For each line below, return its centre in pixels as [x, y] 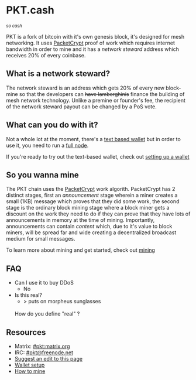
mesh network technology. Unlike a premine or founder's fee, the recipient [96, 100]
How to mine [30, 371]
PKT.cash [30, 10]
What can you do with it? [52, 125]
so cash [14, 26]
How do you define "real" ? [47, 314]
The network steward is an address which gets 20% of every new [85, 88]
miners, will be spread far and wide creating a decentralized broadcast [91, 232]
